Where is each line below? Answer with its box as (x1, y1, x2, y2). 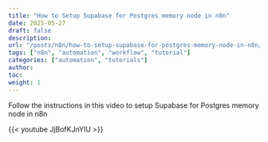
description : (8, 34, 52, 42)
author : (8, 64, 34, 72)
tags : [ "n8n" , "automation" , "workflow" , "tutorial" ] (8, 49, 191, 57)
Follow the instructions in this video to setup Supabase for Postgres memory (8, 101, 259, 110)
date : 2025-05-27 (8, 19, 66, 27)
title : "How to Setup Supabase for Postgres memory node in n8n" (8, 11, 230, 20)
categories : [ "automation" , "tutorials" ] (8, 57, 148, 65)
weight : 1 (8, 78, 41, 86)
